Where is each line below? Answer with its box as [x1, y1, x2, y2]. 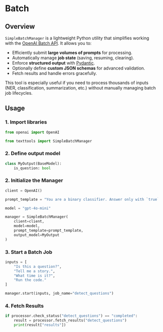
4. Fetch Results [5, 302, 44, 309]
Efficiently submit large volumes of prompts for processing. [12, 50, 132, 55]
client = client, [14, 219, 45, 224]
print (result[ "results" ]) [14, 323, 66, 328]
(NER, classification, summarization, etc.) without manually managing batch [5, 85, 156, 90]
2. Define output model [5, 150, 61, 157]
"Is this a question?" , [14, 264, 62, 269]
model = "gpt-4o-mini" [5, 206, 51, 210]
